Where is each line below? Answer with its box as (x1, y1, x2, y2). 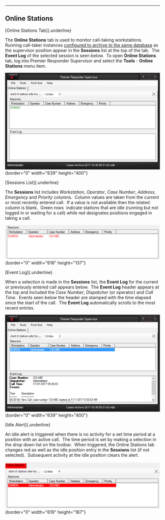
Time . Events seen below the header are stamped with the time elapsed (5, 295, 151, 301)
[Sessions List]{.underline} (5, 180, 59, 185)
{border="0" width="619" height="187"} (5, 509, 86, 515)
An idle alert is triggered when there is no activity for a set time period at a (5, 431, 156, 437)
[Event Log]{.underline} (5, 269, 53, 275)
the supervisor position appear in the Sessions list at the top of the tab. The (5, 47, 160, 53)
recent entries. (5, 305, 35, 311)
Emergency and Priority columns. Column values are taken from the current (5, 194, 159, 200)
